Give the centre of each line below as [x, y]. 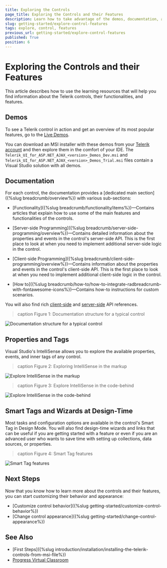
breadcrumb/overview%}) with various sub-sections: [77, 198]
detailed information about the [123, 233]
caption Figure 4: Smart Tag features [55, 454]
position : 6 [17, 42]
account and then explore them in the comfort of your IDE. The [69, 149]
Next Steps [23, 479]
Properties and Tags [37, 339]
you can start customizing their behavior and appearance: [64, 496]
